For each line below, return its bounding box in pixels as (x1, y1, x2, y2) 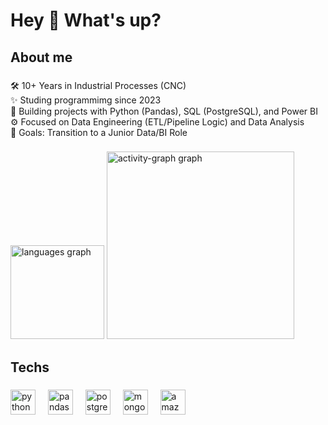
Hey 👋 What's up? (10, 9, 162, 32)
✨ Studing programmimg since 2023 (10, 94, 162, 106)
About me (10, 49, 73, 66)
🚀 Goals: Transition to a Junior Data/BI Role (10, 126, 188, 138)
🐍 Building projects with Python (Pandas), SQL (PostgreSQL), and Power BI (10, 105, 318, 117)
